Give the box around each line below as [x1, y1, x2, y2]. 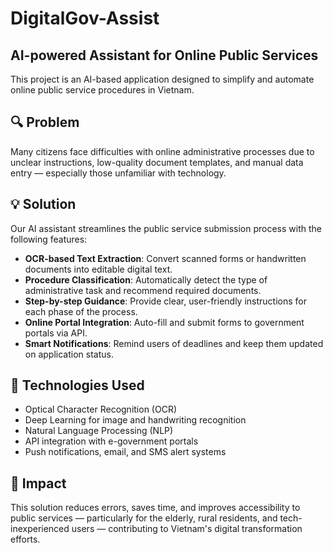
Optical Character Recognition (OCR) [24, 403, 178, 416]
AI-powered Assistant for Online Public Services [10, 47, 319, 64]
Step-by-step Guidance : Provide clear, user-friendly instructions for [24, 295, 307, 307]
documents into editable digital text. [24, 263, 173, 275]
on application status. [24, 348, 114, 360]
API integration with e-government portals [24, 435, 199, 447]
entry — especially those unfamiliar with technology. [10, 167, 227, 179]
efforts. [10, 533, 41, 546]
